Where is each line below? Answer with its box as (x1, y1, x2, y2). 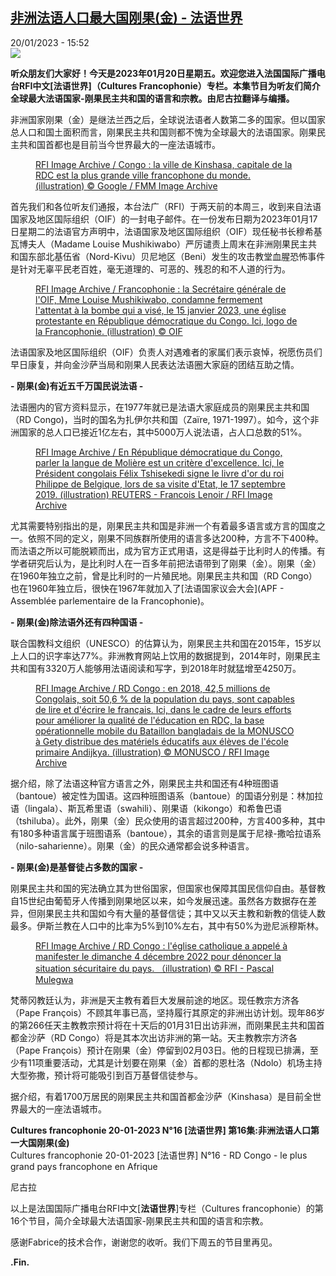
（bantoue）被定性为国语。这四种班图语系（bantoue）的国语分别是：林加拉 (10, 789, 324, 802)
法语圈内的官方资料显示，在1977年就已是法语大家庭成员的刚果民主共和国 (10, 401, 310, 413)
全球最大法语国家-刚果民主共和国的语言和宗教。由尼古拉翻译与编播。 (10, 92, 295, 104)
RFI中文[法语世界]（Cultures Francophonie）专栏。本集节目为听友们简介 (18, 79, 321, 92)
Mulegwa (35, 973, 74, 985)
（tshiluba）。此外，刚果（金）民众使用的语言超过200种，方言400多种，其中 (10, 814, 326, 827)
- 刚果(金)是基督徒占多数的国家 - (10, 861, 144, 873)
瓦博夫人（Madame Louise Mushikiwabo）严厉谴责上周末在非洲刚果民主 (10, 238, 309, 250)
